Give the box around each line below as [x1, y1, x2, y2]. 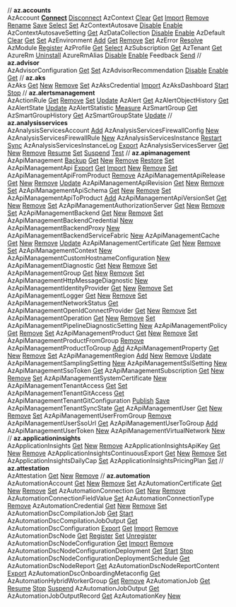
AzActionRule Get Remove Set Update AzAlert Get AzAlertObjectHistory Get [7, 96, 229, 105]
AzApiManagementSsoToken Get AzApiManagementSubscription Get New [7, 367, 225, 375]
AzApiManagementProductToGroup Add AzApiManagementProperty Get [7, 344, 219, 352]
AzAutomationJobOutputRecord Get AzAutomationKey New [7, 591, 182, 600]
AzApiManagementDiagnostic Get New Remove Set [7, 261, 158, 269]
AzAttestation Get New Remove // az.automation [7, 471, 151, 480]
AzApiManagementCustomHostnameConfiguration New [7, 254, 170, 262]
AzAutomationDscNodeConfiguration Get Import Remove [7, 539, 174, 547]
